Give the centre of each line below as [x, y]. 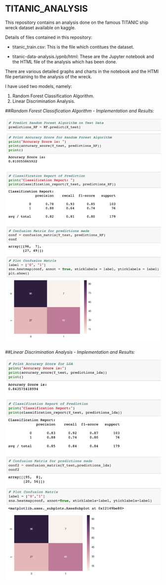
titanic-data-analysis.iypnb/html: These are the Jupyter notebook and [83, 56]
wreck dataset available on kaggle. [41, 27]
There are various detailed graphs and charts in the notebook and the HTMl [82, 71]
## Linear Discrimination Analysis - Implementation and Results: [70, 352]
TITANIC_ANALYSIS [46, 9]
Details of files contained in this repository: [49, 37]
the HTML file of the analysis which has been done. [65, 62]
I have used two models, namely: [39, 86]
